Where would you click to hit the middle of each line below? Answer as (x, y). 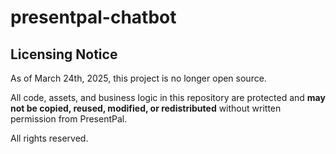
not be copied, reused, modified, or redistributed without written (146, 108)
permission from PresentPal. (69, 119)
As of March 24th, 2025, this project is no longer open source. (138, 78)
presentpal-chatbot (93, 17)
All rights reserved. (49, 138)
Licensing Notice (64, 54)
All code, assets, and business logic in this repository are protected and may (168, 97)
